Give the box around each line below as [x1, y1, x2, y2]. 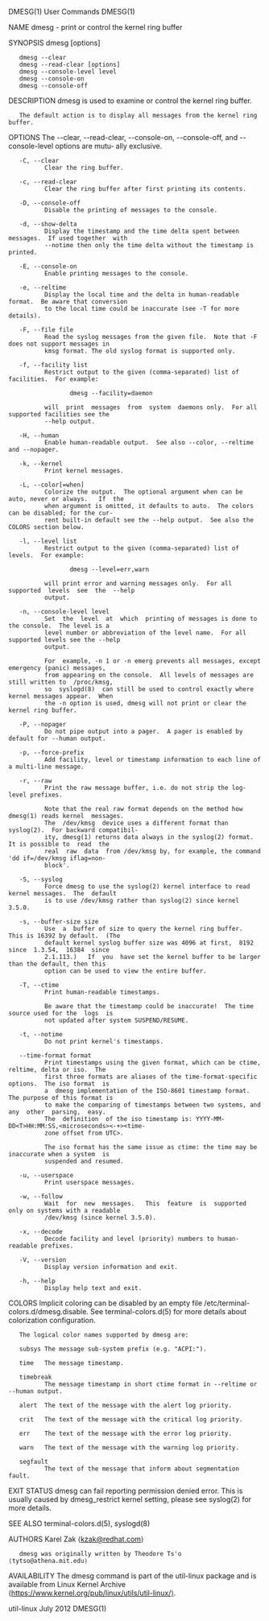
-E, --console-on [19, 263, 78, 271]
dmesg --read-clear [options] [19, 60, 121, 68]
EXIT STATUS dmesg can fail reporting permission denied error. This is [8, 1486, 243, 1495]
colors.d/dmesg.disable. [8, 1307, 89, 1316]
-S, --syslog [19, 875, 63, 883]
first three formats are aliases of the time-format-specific [43, 1073, 258, 1081]
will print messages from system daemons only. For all [43, 403, 258, 411]
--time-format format [19, 1052, 92, 1060]
